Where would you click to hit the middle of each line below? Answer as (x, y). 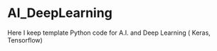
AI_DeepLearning (60, 13)
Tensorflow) (25, 40)
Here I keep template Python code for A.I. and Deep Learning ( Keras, (109, 33)
